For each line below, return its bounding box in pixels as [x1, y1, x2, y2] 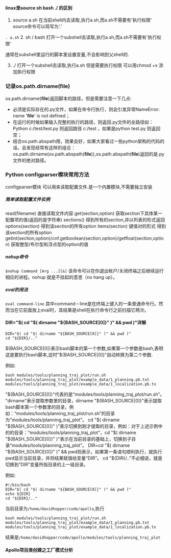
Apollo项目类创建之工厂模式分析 [5, 547, 74, 553]
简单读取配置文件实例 [5, 197, 50, 203]
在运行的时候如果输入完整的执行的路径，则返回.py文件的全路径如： [12, 119, 154, 125]
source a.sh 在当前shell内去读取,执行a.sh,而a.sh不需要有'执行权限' [12, 17, 152, 23]
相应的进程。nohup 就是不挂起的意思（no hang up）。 [5, 274, 118, 280]
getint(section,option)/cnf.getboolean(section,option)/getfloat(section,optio [5, 235, 164, 241]
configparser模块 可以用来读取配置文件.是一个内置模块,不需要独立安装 [5, 184, 153, 190]
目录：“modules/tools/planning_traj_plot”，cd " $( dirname [14, 429, 136, 435]
